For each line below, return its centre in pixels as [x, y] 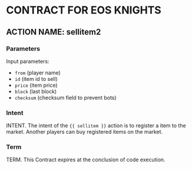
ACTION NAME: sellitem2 [54, 32]
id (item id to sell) [36, 79]
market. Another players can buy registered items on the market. [85, 132]
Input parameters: [28, 61]
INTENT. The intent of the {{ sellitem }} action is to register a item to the [96, 126]
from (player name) [37, 72]
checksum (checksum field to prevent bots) [65, 97]
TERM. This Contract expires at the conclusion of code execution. [86, 160]
